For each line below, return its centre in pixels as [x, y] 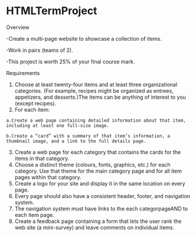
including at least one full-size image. [58, 125]
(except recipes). [35, 103]
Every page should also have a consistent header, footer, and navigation [102, 196]
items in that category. [42, 158]
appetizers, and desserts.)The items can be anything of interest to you [100, 97]
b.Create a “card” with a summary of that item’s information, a [88, 136]
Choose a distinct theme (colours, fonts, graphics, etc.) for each [92, 164]
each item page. [34, 215]
